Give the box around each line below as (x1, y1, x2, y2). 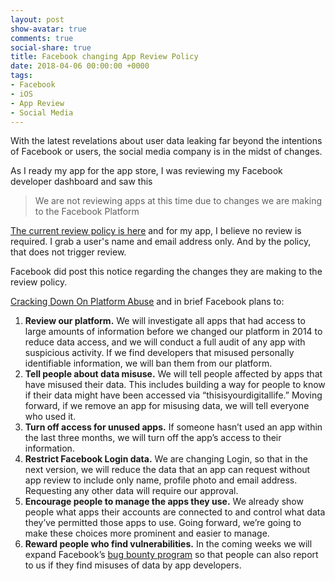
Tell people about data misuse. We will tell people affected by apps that (24, 368, 323, 380)
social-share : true (10, 42, 92, 53)
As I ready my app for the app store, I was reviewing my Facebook (10, 165, 283, 177)
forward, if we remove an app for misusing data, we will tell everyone (24, 400, 310, 412)
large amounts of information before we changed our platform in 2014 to (24, 326, 323, 338)
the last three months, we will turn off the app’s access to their (24, 432, 282, 444)
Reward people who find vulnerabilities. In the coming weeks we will (24, 538, 313, 550)
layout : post (10, 14, 65, 25)
